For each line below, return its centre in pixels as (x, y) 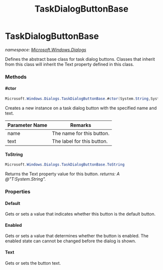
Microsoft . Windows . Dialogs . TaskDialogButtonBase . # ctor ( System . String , (78, 99)
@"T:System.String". (25, 179)
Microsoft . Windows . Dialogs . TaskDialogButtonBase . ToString (65, 165)
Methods (16, 77)
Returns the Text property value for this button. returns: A (62, 174)
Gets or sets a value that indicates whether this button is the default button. (80, 214)
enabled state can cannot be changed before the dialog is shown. (71, 241)
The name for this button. (81, 133)
